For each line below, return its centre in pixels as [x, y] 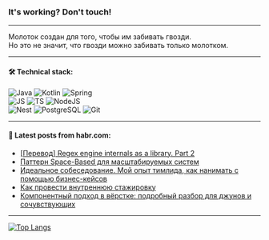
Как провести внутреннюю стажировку [88, 187]
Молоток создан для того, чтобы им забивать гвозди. [100, 37]
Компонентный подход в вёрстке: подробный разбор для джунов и [136, 195]
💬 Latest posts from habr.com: [60, 135]
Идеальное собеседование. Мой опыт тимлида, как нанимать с [129, 170]
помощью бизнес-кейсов [64, 178]
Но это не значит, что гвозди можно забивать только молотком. [118, 46]
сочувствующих [48, 204]
